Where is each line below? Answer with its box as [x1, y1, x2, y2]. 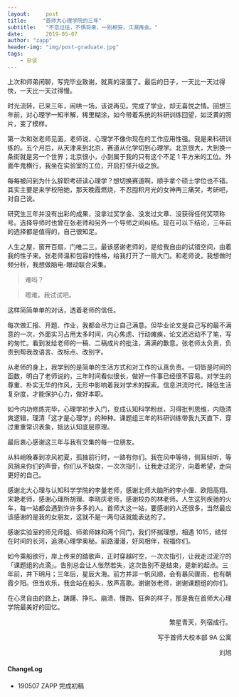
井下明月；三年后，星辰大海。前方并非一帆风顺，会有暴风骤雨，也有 [26, 569, 225, 578]
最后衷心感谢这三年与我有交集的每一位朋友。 [7, 437, 139, 446]
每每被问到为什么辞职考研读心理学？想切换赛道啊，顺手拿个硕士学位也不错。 [7, 176, 232, 185]
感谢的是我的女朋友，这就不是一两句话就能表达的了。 [13, 512, 169, 521]
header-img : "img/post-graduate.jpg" [7, 44, 119, 51]
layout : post [7, 10, 59, 18]
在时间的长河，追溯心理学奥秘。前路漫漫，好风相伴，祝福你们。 [7, 536, 194, 545]
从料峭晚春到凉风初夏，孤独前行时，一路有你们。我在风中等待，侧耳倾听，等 [7, 452, 232, 461]
